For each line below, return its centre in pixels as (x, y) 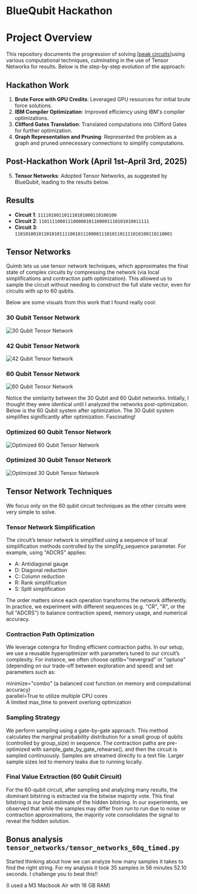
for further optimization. (43, 130)
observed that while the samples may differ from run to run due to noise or (96, 808)
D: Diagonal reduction (41, 570)
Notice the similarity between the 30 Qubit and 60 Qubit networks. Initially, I (98, 398)
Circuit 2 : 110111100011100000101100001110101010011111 (82, 221)
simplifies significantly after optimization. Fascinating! (71, 417)
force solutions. (33, 105)
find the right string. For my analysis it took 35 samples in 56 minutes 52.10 (96, 868)
